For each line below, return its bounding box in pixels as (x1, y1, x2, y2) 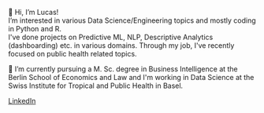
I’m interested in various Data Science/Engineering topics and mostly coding (8, 16, 256, 25)
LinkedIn (8, 97, 36, 105)
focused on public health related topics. (8, 49, 137, 58)
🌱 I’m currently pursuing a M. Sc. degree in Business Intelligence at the (8, 64, 238, 74)
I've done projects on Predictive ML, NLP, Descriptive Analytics (8, 32, 214, 42)
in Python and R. (8, 24, 61, 33)
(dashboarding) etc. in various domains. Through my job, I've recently (8, 41, 235, 50)
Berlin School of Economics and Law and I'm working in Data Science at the (8, 73, 255, 82)
